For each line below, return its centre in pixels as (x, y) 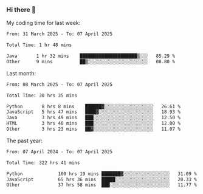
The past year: (24, 140)
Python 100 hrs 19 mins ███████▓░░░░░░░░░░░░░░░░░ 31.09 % (102, 174)
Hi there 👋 (21, 10)
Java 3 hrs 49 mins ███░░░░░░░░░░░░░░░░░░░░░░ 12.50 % (94, 118)
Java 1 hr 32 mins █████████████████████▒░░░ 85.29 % (91, 56)
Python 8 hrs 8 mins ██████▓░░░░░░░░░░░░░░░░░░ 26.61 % (94, 106)
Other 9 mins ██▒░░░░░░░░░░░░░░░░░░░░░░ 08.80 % (91, 61)
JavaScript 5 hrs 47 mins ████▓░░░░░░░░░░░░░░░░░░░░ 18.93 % (94, 112)
